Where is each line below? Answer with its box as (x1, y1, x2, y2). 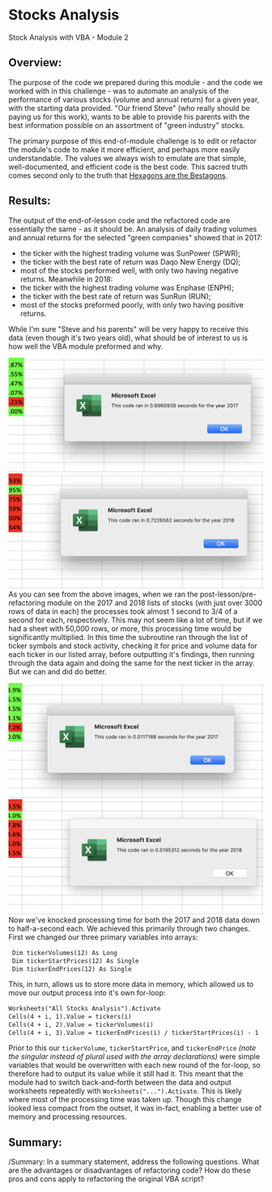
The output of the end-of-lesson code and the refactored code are (8, 215, 231, 225)
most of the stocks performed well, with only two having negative (19, 265, 239, 275)
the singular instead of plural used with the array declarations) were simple (8, 1052, 261, 1062)
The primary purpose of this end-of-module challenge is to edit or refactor (8, 136, 257, 146)
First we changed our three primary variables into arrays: (8, 932, 198, 942)
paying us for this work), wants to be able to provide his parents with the (8, 112, 250, 121)
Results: (8, 194, 51, 208)
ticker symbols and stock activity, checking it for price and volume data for (8, 641, 257, 651)
